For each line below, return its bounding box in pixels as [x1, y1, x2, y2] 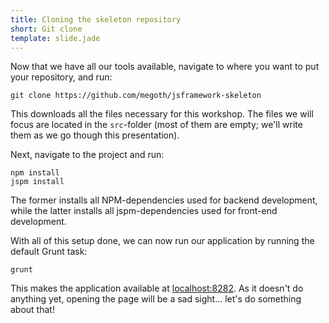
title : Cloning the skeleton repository [10, 14, 182, 25]
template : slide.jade [10, 33, 101, 43]
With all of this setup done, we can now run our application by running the [10, 235, 315, 247]
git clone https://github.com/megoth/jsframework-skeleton [10, 91, 262, 101]
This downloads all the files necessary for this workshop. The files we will [10, 108, 314, 120]
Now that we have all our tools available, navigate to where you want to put [10, 61, 320, 73]
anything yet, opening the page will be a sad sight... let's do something [10, 293, 302, 305]
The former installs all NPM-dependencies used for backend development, [10, 194, 318, 206]
